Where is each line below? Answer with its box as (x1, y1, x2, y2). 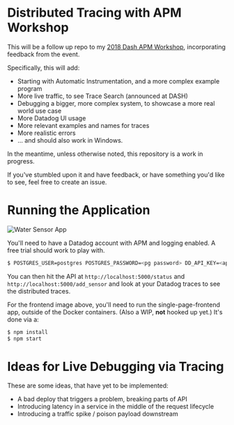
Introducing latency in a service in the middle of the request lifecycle (17, 402, 214, 411)
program (17, 84, 42, 93)
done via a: (7, 315, 40, 323)
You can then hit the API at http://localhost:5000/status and (7, 272, 185, 280)
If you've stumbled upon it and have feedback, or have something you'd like (7, 170, 225, 179)
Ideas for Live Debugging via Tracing (7, 358, 224, 374)
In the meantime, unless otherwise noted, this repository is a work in (7, 150, 203, 158)
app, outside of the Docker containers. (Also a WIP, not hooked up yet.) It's (7, 307, 223, 316)
